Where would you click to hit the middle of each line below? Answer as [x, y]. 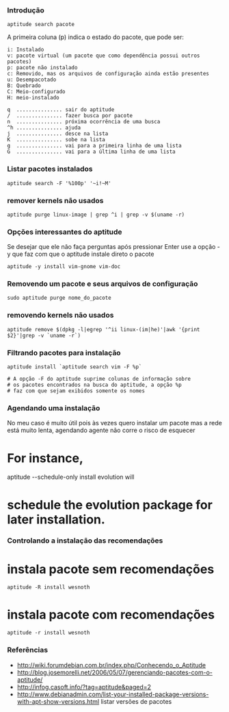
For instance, [45, 458]
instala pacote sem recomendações [111, 569]
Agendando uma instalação [54, 408]
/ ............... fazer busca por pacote [70, 116]
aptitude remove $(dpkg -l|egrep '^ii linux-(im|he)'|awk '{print [104, 329]
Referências [28, 650]
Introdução [26, 10]
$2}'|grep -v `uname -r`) [44, 335]
